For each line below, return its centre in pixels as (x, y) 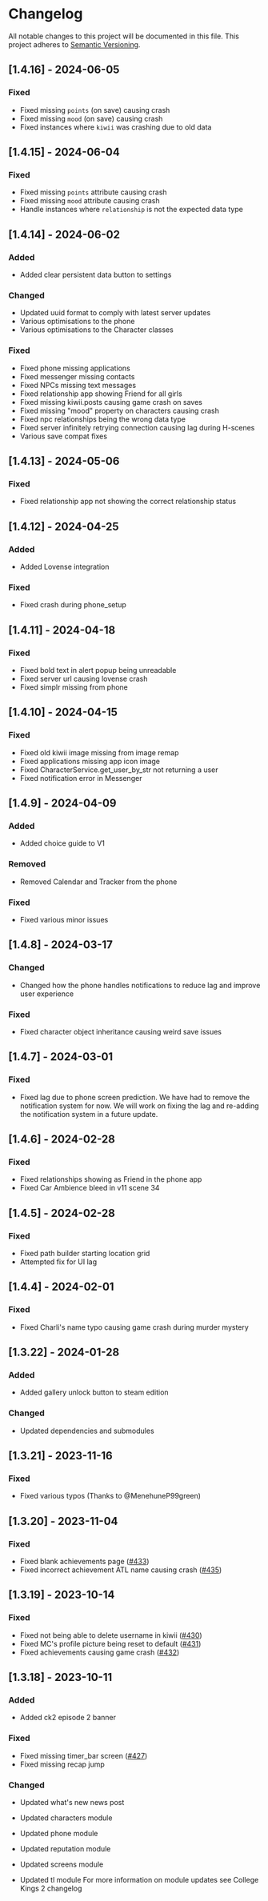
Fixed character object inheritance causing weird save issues (121, 1031)
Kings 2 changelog (51, 1888)
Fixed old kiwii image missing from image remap (99, 752)
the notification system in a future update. (89, 1114)
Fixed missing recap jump (62, 1764)
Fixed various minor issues (64, 919)
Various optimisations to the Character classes (96, 330)
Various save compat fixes (64, 436)
